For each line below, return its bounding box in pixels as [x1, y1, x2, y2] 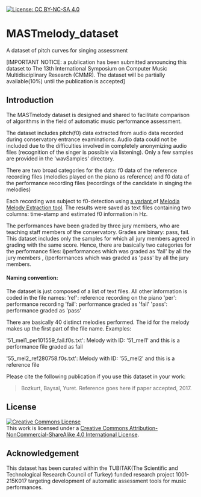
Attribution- [129, 424, 158, 431]
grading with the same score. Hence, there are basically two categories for [6, 241, 192, 248]
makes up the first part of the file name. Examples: [6, 324, 131, 332]
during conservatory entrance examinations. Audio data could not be [6, 136, 178, 143]
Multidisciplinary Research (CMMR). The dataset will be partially [6, 71, 165, 78]
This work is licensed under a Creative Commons [6, 424, 128, 431]
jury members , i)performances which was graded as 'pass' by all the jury [6, 254, 189, 261]
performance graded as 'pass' [6, 306, 82, 314]
